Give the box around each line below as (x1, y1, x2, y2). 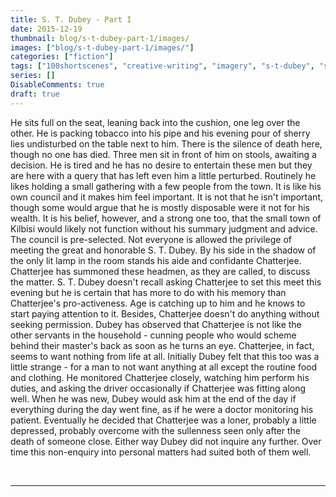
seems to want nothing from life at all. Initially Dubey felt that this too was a (10, 350, 320, 362)
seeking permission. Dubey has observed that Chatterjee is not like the (10, 318, 302, 330)
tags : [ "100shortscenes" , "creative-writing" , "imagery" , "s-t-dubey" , (10, 61, 315, 71)
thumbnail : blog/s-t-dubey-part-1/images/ (10, 33, 190, 43)
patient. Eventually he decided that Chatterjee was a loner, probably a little (10, 414, 317, 426)
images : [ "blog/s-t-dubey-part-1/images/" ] (10, 42, 195, 53)
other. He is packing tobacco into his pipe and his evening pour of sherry (10, 127, 311, 139)
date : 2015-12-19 (10, 24, 83, 34)
